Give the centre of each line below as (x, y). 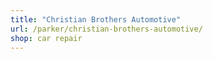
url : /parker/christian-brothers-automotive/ (106, 29)
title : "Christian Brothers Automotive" (96, 19)
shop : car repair (46, 38)
